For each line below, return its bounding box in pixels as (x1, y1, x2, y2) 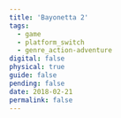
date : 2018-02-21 (9, 87, 73, 96)
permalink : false (9, 95, 73, 105)
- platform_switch (17, 37, 86, 47)
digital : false (9, 54, 65, 63)
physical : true (9, 63, 65, 72)
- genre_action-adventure (17, 46, 113, 55)
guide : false (9, 71, 57, 80)
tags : (9, 21, 29, 30)
